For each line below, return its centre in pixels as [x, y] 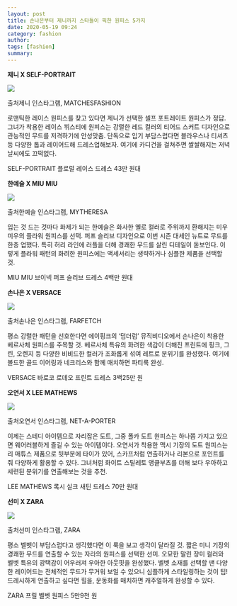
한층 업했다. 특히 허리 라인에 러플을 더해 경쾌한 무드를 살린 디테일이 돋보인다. [113, 245]
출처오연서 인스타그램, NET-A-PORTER [62, 421]
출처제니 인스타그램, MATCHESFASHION [64, 103]
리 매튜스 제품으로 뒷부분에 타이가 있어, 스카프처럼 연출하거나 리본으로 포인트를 [116, 454]
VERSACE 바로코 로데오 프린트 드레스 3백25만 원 [75, 377]
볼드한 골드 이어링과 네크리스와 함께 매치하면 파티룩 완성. [86, 362]
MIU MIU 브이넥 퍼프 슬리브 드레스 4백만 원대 [70, 277]
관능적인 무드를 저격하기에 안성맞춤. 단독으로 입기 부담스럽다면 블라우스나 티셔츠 [118, 135]
